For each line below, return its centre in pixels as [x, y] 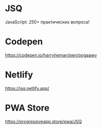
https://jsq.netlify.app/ [27, 88]
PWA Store [27, 108]
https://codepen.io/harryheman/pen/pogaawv [51, 55]
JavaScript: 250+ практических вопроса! [47, 22]
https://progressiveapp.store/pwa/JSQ [43, 121]
